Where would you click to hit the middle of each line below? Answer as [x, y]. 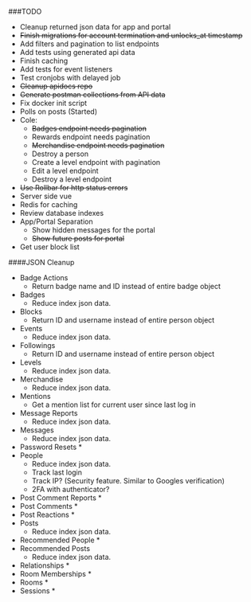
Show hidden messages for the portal [93, 230]
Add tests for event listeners [66, 69]
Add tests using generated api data [77, 52]
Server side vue [46, 196]
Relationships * [45, 565]
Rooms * [34, 582]
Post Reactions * [47, 514]
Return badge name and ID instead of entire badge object [126, 286]
